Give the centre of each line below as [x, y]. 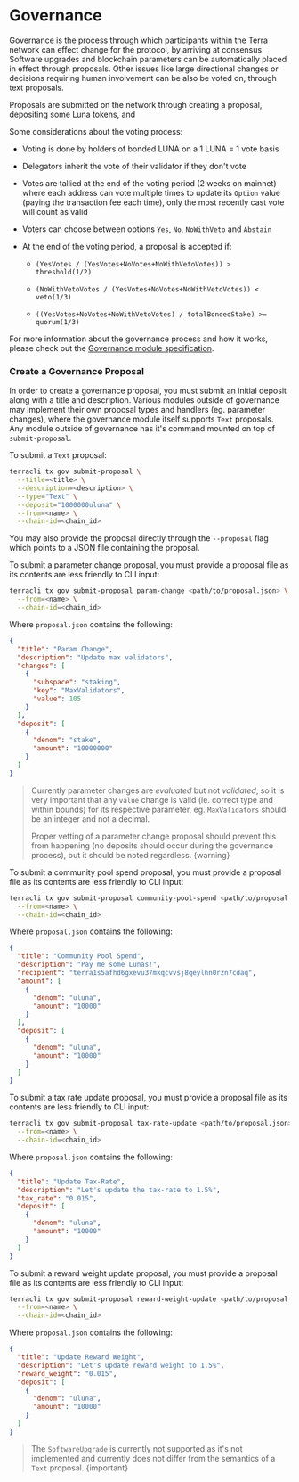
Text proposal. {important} [80, 1468]
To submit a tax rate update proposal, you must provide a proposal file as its [148, 1098]
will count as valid [55, 211]
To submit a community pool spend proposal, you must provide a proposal [145, 872]
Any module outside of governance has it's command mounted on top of [142, 429]
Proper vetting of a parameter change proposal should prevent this [154, 836]
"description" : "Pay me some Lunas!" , [89, 965]
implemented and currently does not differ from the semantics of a [153, 1458]
